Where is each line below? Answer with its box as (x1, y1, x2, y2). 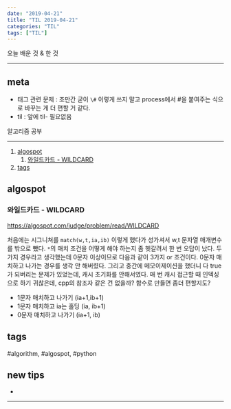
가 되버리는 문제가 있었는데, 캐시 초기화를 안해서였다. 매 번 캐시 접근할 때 (7, 270, 201, 278)
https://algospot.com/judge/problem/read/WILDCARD (7, 221, 159, 230)
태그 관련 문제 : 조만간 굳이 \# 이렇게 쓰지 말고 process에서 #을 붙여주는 (16, 95, 211, 103)
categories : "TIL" (7, 23, 60, 30)
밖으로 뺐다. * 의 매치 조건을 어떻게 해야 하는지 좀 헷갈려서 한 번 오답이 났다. (14, 244, 215, 252)
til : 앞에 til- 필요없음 (16, 112, 72, 121)
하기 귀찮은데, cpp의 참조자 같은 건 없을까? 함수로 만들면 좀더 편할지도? (19, 279, 211, 287)
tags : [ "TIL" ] (7, 29, 48, 37)
